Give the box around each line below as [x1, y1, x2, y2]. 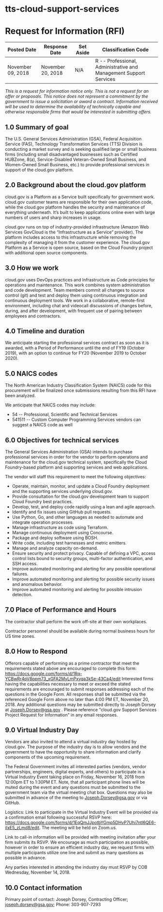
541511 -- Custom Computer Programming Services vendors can [12, 417, 141, 422]
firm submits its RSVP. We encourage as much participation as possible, [5, 840, 149, 845]
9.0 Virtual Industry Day [5, 726, 79, 735]
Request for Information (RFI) [5, 26, 125, 37]
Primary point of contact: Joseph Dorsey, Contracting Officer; [5, 896, 129, 902]
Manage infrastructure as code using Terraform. [12, 525, 109, 530]
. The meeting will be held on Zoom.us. [39, 825, 117, 831]
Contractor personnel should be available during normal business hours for [5, 628, 155, 634]
